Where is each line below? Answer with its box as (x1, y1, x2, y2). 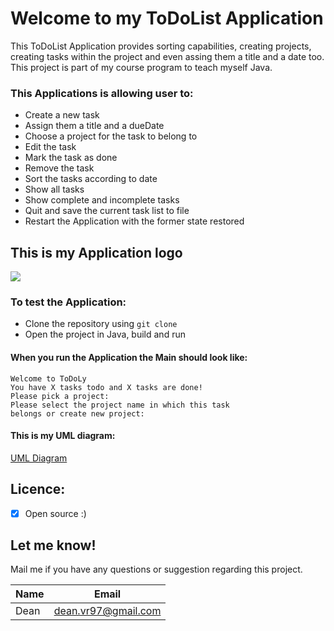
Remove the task (24, 162, 95, 174)
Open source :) (24, 507, 87, 519)
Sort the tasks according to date (24, 173, 158, 185)
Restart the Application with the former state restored (24, 215, 245, 227)
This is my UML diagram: (10, 430, 116, 442)
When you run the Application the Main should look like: (10, 351, 248, 363)
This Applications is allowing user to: (10, 86, 194, 100)
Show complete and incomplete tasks (24, 194, 180, 206)
